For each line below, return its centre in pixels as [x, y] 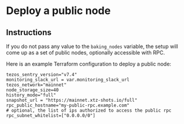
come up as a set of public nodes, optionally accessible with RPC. [86, 53]
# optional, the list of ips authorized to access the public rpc [89, 111]
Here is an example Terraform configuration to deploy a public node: [89, 64]
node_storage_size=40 [33, 90]
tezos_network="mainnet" [36, 85]
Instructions [29, 32]
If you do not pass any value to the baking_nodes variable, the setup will [92, 46]
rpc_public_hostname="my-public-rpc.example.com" [68, 105]
